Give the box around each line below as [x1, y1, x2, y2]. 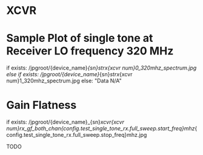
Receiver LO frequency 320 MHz [6, 44, 174, 58]
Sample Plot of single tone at [6, 31, 153, 45]
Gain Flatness [6, 98, 77, 112]
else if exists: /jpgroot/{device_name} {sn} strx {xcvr [6, 71, 133, 78]
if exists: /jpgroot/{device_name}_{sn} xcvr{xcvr [6, 119, 124, 126]
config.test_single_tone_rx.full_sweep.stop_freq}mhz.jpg [6, 131, 147, 139]
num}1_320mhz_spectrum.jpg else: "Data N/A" [6, 77, 122, 85]
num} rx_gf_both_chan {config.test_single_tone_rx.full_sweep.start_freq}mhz [6, 125, 195, 132]
